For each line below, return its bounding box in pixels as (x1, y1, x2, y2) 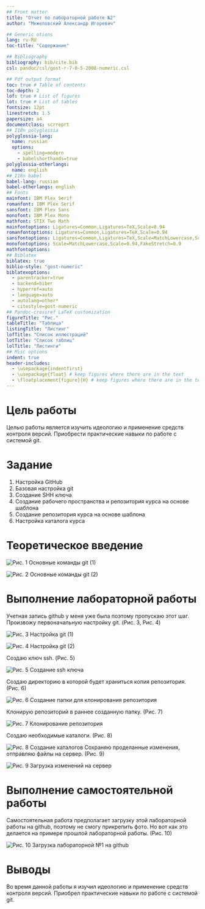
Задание (6, 458, 53, 472)
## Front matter (6, 9, 48, 15)
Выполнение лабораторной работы (6, 592, 197, 605)
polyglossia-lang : (6, 133, 53, 139)
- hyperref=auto (12, 287, 53, 293)
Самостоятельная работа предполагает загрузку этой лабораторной (6, 816, 187, 823)
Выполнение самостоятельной (6, 783, 173, 797)
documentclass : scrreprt (6, 122, 70, 128)
